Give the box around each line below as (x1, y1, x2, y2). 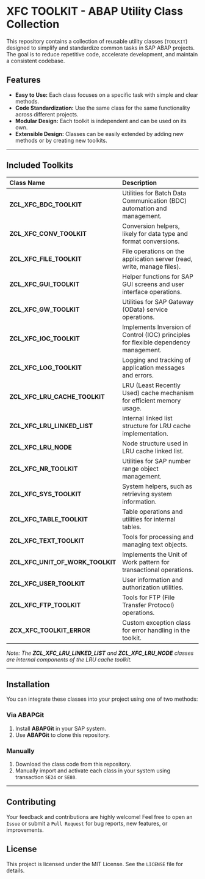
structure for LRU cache (121, 421, 191, 430)
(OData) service (121, 305, 168, 314)
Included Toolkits (6, 160, 74, 171)
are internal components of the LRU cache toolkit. (6, 655, 132, 663)
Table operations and (121, 507, 183, 516)
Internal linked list (121, 413, 173, 422)
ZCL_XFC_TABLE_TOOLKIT (9, 515, 88, 523)
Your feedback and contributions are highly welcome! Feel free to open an (6, 813, 193, 820)
